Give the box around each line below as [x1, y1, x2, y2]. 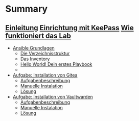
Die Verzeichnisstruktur [20, 51, 70, 56]
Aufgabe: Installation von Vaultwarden [12, 94, 93, 100]
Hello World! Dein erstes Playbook [20, 61, 92, 67]
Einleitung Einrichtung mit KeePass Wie [5, 23, 134, 32]
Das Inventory [20, 56, 50, 62]
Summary [5, 3, 48, 15]
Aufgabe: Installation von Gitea [12, 72, 78, 78]
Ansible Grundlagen [12, 45, 55, 51]
